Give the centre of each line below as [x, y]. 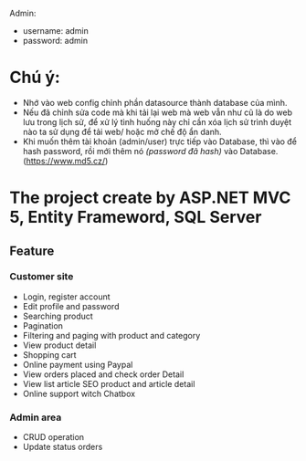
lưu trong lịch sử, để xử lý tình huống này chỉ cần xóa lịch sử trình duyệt [157, 121]
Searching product [58, 316]
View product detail [59, 345]
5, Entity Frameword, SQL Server [136, 217]
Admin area [36, 417]
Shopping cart [49, 354]
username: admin [56, 31]
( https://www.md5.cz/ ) [65, 161]
